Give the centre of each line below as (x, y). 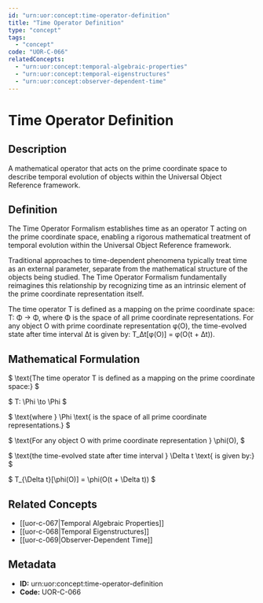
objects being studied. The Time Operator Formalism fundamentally (118, 277)
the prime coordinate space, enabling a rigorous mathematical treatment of (130, 237)
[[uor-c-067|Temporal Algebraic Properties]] (92, 523)
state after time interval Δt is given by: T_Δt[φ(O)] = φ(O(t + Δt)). (111, 335)
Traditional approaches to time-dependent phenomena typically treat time (128, 261)
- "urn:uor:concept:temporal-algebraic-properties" (102, 67)
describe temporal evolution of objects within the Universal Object (115, 176)
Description (37, 149)
